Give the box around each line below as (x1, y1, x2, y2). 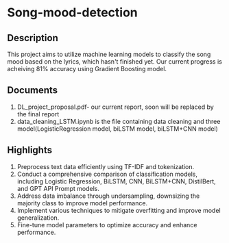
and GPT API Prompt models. (16, 184, 100, 192)
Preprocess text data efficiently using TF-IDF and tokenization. (16, 162, 195, 170)
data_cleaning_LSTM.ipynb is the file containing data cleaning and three (16, 117, 221, 125)
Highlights (7, 144, 53, 156)
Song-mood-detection (7, 5, 138, 21)
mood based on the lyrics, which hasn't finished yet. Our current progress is (7, 57, 223, 66)
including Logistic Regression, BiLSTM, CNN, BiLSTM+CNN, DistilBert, (16, 177, 216, 186)
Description (7, 32, 58, 44)
